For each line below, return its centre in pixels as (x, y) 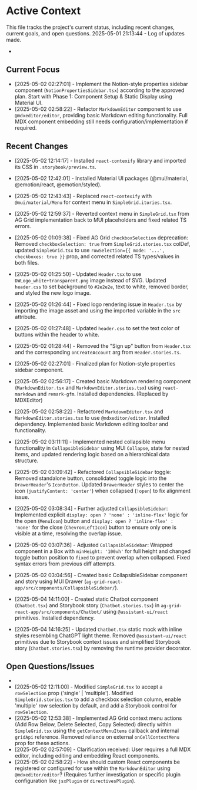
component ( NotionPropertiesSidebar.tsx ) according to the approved (99, 90)
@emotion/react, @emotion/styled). (58, 185)
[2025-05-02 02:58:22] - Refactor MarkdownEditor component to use (98, 109)
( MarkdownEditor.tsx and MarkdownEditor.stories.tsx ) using (88, 387)
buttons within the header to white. (57, 334)
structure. (26, 460)
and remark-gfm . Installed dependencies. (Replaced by (103, 394)
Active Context (44, 11)
